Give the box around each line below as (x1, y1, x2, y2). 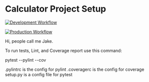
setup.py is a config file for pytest (5, 71, 73, 77)
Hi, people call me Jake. (5, 38, 54, 44)
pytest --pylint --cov (5, 57, 46, 63)
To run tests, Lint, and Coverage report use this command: (5, 48, 122, 53)
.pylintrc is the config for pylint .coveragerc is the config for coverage (5, 66, 145, 72)
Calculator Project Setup (5, 3, 106, 15)
